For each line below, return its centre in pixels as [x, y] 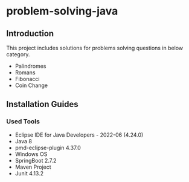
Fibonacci [27, 79]
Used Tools [23, 122]
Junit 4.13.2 [29, 173]
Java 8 [23, 141]
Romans [25, 73]
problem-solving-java [62, 11]
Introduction [30, 34]
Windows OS [31, 154]
